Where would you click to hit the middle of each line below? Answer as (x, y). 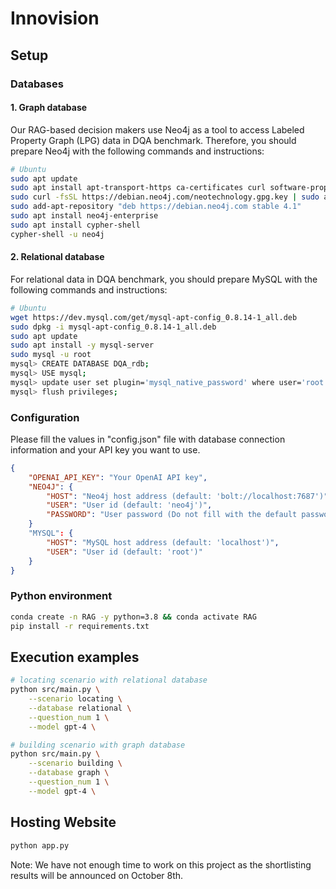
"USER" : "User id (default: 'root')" (124, 552)
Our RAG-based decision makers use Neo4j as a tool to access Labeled (157, 129)
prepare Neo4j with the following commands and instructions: (137, 151)
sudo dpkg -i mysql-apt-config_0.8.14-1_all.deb (113, 327)
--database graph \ (69, 773)
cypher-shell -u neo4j (57, 234)
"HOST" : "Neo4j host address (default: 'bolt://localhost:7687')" (187, 496)
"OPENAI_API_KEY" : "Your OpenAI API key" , (118, 477)
